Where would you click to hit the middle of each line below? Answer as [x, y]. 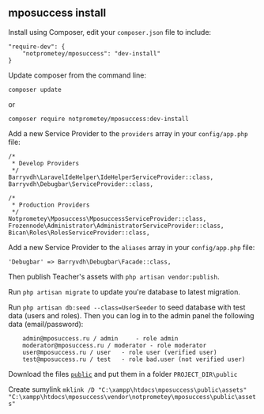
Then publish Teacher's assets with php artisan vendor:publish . [114, 276]
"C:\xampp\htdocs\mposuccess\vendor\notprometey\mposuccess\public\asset [132, 397]
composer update [35, 89]
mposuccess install [57, 13]
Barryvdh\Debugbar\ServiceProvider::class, [81, 184]
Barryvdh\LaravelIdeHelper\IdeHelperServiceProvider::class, [111, 177]
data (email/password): [46, 324]
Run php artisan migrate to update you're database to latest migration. [124, 291]
